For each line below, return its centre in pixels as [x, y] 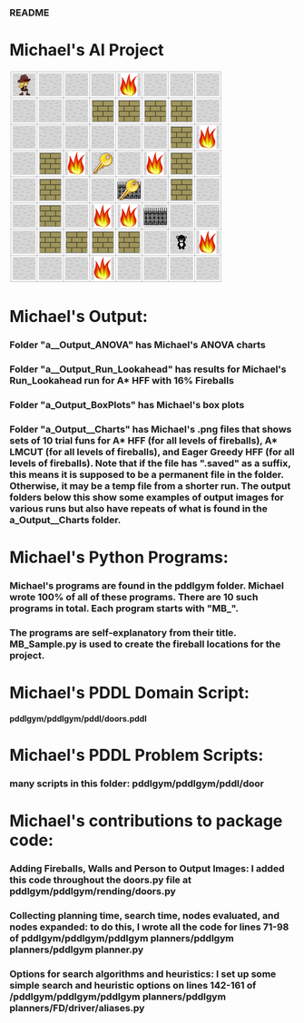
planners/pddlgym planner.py [77, 950]
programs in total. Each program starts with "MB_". [124, 608]
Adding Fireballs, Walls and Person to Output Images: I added [147, 868]
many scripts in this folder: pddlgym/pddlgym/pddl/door [137, 784]
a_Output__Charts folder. [65, 520]
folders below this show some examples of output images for [147, 497]
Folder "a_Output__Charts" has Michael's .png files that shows [151, 429]
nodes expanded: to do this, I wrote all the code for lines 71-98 [149, 927]
